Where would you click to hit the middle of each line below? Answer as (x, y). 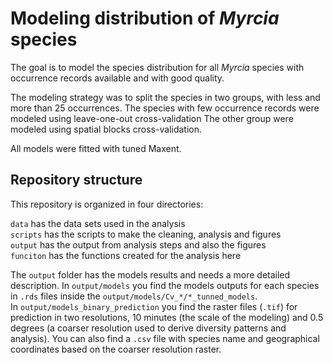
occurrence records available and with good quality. (117, 78)
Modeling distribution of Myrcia (145, 18)
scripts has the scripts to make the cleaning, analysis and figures (146, 234)
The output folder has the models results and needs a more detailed (150, 274)
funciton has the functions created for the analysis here (126, 255)
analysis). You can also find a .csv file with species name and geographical (165, 338)
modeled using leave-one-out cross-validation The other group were (152, 118)
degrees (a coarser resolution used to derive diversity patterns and (148, 328)
